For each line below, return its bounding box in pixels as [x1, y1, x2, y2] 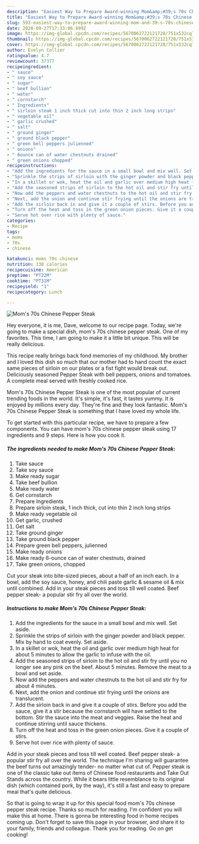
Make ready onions [15, 548, 63, 555]
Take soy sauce [15, 466, 54, 473]
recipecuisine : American [6, 267, 68, 273]
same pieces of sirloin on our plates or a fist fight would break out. [6, 365, 168, 372]
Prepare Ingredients [15, 498, 64, 505]
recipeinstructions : [6, 163, 58, 169]
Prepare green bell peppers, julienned [15, 542, 107, 549]
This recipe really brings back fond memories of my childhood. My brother [6, 352, 188, 359]
